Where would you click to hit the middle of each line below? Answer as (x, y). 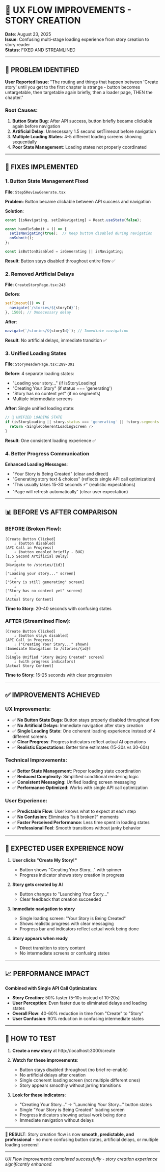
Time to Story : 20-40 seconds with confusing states (58, 608)
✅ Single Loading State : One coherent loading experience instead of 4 (84, 731)
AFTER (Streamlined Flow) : (38, 621)
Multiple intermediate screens (42, 399)
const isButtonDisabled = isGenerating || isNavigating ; (65, 252)
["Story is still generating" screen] (45, 582)
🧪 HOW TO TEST (31, 1039)
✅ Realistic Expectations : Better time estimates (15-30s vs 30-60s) (81, 747)
